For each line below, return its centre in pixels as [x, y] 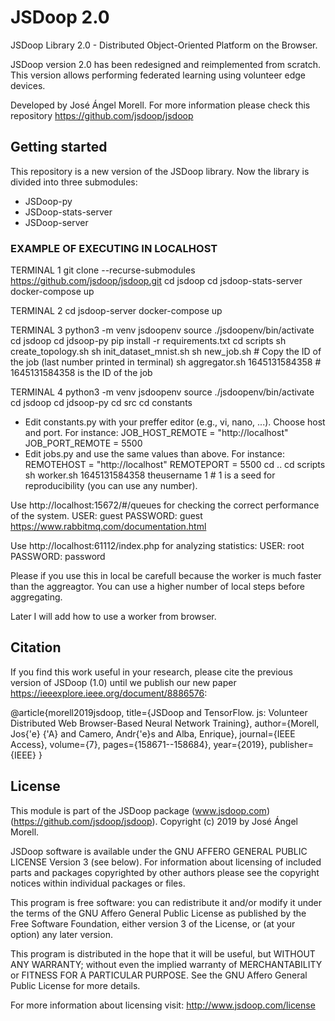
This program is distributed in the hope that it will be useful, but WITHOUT [163, 953]
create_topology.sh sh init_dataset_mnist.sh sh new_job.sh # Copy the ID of [166, 352]
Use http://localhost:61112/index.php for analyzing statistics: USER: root [157, 546]
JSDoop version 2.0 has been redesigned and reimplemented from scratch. [166, 64]
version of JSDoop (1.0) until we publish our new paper [123, 682]
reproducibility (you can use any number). [111, 486]
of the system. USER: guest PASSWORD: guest [106, 516]
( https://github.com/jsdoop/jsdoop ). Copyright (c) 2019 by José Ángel [154, 821]
